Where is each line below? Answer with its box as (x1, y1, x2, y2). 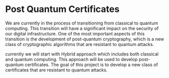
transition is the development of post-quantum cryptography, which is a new (5, 36, 164, 42)
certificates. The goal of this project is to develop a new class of (25, 61, 158, 67)
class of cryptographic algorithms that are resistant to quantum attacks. (5, 41, 154, 47)
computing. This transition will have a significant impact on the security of (5, 25, 159, 31)
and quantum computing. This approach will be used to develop (5, 56, 138, 62)
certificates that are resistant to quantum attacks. (5, 66, 107, 73)
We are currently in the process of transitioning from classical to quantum (5, 20, 158, 26)
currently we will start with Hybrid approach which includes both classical (5, 51, 159, 57)
